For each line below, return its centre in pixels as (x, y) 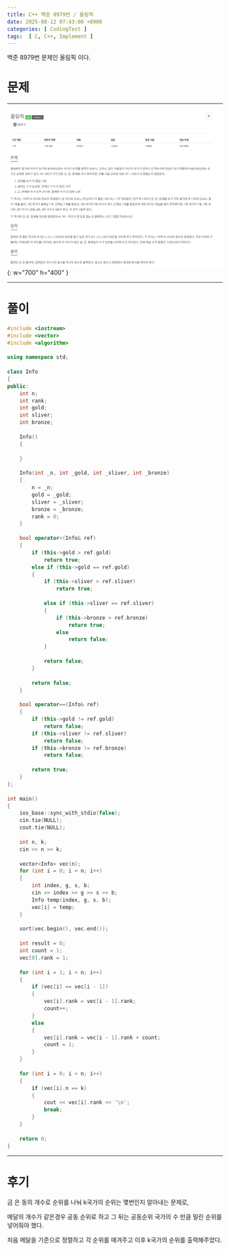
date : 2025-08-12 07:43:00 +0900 (55, 22)
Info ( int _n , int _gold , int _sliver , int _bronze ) (94, 473)
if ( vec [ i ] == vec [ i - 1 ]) (70, 987)
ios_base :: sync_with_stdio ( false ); (70, 813)
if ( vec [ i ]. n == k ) (60, 1088)
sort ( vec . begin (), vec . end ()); (64, 929)
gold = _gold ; (52, 495)
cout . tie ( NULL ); (43, 828)
